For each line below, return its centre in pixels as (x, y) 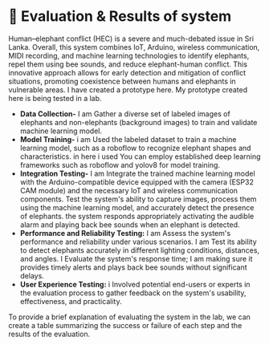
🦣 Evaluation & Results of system (120, 16)
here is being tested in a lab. (55, 98)
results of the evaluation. (49, 334)
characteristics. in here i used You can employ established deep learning (140, 156)
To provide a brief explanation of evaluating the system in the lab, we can (130, 317)
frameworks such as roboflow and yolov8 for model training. (120, 164)
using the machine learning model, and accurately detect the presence (137, 207)
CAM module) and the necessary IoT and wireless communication (129, 190)
